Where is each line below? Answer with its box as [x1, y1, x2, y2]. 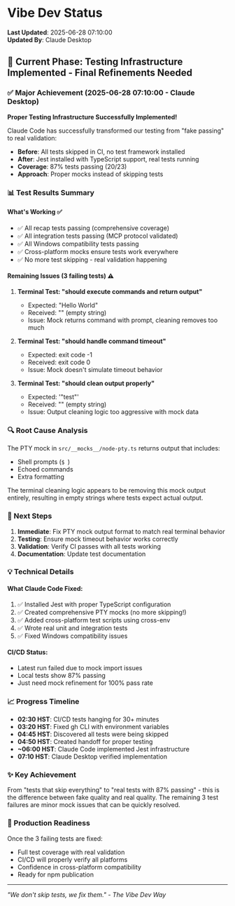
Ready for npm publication [17, 870, 94, 879]
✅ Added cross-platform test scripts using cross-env [17, 615, 171, 624]
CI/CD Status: [7, 648, 48, 657]
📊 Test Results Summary [7, 187, 94, 197]
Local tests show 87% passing [17, 671, 106, 679]
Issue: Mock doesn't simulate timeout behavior [27, 365, 163, 373]
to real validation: [7, 133, 57, 142]
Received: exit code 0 [27, 358, 91, 366]
